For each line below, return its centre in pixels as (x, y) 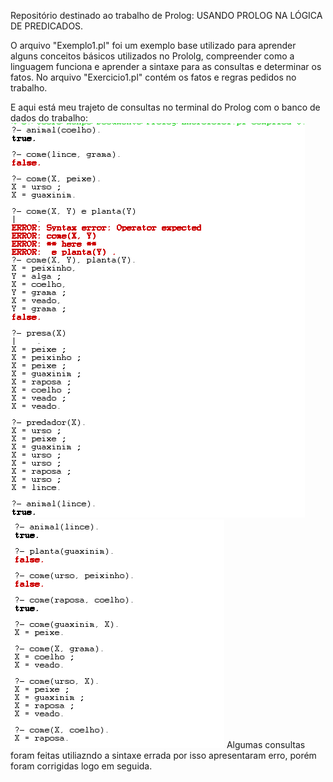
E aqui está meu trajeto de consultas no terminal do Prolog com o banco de (165, 107)
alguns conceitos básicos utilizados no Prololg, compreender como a (152, 56)
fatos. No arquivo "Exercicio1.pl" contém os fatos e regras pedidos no (153, 77)
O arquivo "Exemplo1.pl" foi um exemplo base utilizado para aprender (153, 45)
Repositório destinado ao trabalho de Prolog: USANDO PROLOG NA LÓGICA (166, 15)
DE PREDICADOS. (47, 26)
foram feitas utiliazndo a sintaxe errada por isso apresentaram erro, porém (163, 755)
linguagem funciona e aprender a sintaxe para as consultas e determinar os (166, 66)
